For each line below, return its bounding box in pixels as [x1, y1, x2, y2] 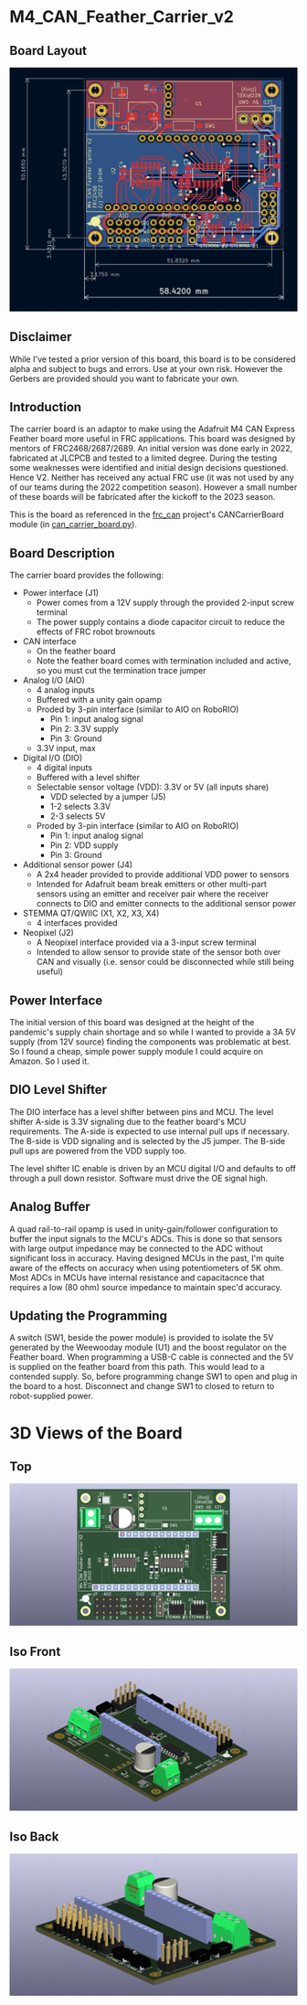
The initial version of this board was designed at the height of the [9, 1016, 255, 1027]
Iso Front [9, 1643, 61, 1660]
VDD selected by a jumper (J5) [49, 791, 166, 802]
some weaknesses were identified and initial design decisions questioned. [9, 462, 289, 473]
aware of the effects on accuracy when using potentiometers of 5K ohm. [9, 1262, 283, 1273]
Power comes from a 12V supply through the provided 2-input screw [36, 597, 295, 609]
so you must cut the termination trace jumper [36, 665, 206, 676]
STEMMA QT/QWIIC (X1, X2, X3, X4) [22, 907, 160, 919]
